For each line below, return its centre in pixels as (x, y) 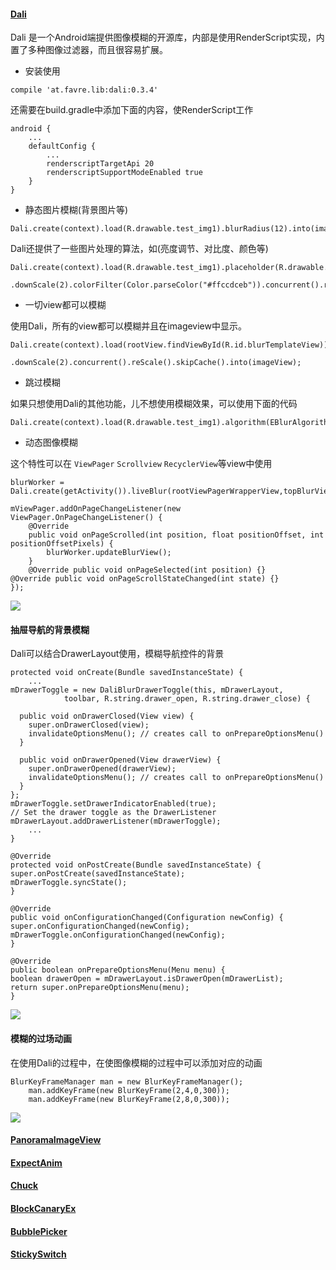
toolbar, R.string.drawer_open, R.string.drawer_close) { (187, 699)
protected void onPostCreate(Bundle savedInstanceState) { (136, 865)
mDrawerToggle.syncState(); (69, 883)
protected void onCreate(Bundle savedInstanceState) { (127, 673)
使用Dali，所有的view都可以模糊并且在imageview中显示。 (128, 326)
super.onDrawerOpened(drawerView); (102, 769)
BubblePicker (39, 1231)
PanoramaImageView (56, 1140)
